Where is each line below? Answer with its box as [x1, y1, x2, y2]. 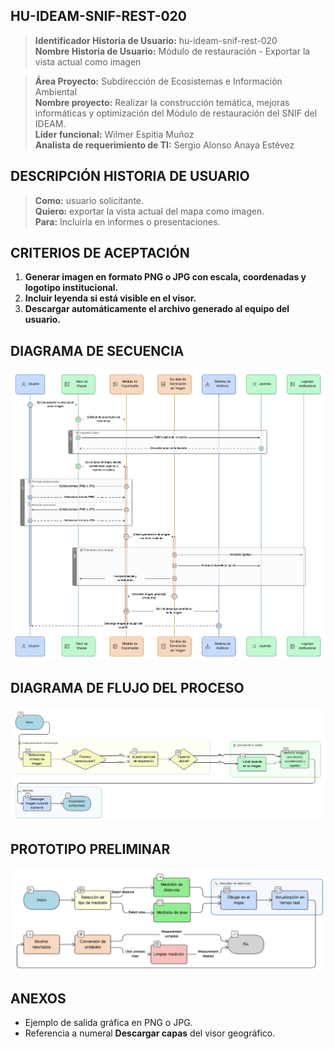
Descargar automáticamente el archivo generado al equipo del [24, 303, 290, 315]
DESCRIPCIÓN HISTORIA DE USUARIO [10, 168, 250, 185]
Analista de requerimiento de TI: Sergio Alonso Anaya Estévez [34, 139, 295, 151]
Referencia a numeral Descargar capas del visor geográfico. [24, 1027, 276, 1039]
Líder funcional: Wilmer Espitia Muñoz [34, 128, 195, 140]
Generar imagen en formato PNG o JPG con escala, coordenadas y [24, 271, 307, 283]
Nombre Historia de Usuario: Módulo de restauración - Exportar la [34, 45, 311, 57]
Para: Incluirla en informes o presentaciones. [34, 215, 221, 228]
